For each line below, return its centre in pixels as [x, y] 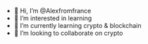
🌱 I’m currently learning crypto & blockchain [78, 25]
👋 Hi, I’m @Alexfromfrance [53, 11]
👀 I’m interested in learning [53, 18]
